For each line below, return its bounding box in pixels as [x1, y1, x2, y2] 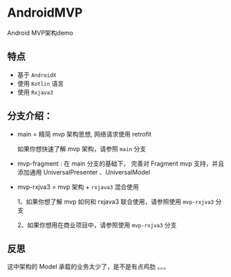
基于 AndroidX [17, 71, 57, 79]
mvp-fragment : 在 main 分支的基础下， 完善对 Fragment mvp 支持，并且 [17, 159, 225, 168]
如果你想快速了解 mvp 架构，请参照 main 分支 [17, 144, 147, 153]
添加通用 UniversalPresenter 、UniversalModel [17, 168, 151, 176]
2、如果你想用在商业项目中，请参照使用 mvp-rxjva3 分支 [17, 220, 177, 229]
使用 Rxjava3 [17, 88, 53, 96]
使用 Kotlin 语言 [17, 79, 64, 87]
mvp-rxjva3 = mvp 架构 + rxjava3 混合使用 [17, 182, 140, 191]
